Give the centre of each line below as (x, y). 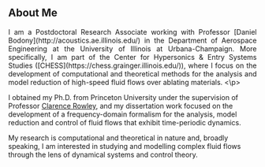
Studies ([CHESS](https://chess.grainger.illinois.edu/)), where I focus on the (132, 65)
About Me (33, 13)
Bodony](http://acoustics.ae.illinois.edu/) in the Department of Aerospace (132, 40)
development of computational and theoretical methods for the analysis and (132, 73)
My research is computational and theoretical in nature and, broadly (118, 138)
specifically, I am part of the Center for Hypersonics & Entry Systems (132, 57)
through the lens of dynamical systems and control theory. (103, 154)
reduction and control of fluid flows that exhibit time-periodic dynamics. (125, 122)
